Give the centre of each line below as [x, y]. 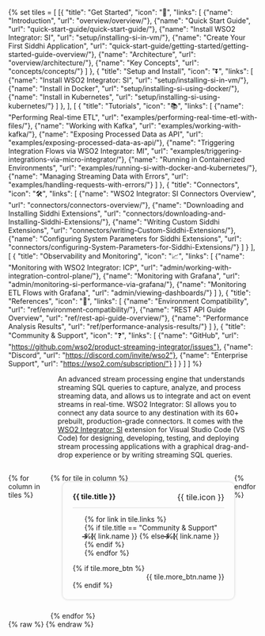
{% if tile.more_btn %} [108, 569]
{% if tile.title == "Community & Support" [151, 528]
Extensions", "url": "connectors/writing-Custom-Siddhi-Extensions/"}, [122, 230]
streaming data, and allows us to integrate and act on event [154, 396]
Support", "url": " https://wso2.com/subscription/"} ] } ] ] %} [105, 364]
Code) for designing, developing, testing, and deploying [149, 438]
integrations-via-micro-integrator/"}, [67, 159]
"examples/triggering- [206, 151]
